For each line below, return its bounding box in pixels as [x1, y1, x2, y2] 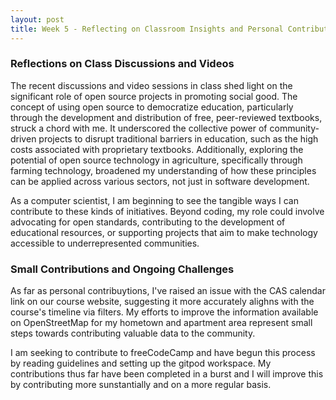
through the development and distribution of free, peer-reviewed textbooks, [10, 111, 323, 123]
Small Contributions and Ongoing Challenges [10, 262, 235, 276]
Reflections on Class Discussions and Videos [10, 57, 235, 71]
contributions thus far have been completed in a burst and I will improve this [10, 368, 324, 380]
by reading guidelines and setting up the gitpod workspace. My [10, 357, 272, 370]
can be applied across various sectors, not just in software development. [10, 175, 310, 187]
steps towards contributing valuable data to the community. [10, 327, 256, 340]
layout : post [10, 14, 65, 25]
